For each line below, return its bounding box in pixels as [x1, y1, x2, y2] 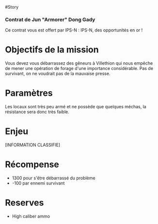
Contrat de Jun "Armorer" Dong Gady [5, 16, 95, 23]
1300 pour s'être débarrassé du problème [12, 175, 95, 181]
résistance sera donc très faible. [5, 109, 69, 115]
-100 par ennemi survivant [12, 180, 65, 186]
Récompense [5, 159, 60, 170]
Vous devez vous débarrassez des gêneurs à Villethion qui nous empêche [5, 60, 153, 66]
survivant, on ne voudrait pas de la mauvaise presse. [5, 70, 111, 77]
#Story [5, 4, 19, 10]
